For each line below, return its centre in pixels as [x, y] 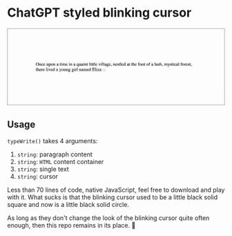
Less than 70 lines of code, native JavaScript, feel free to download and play [116, 190]
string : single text [43, 169]
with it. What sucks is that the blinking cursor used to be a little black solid [113, 197]
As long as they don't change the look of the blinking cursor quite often [108, 218]
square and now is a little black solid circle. [68, 205]
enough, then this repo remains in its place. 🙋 [71, 226]
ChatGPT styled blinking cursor [99, 13]
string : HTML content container [60, 162]
